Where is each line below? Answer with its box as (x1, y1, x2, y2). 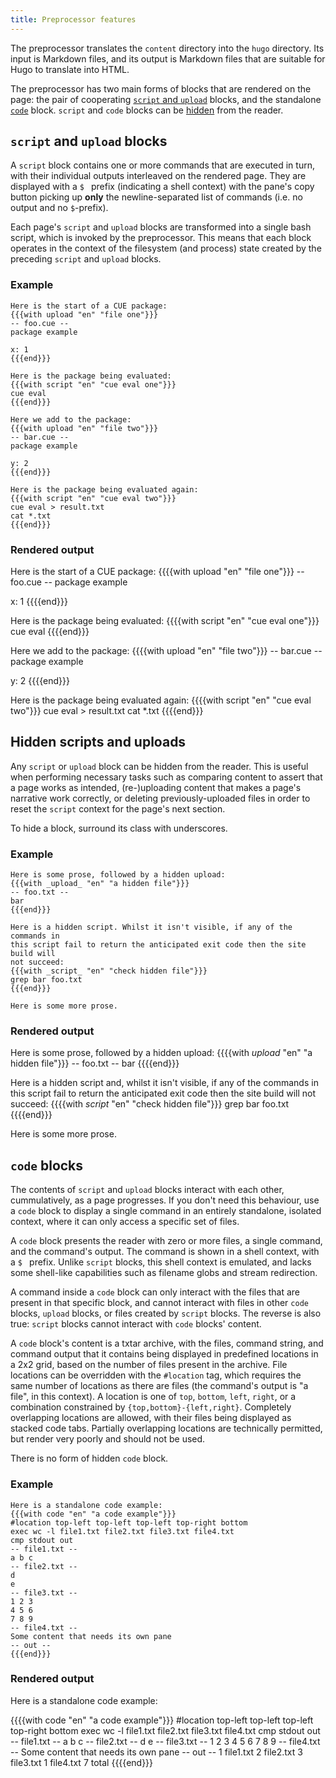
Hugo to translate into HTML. (10, 63, 130, 75)
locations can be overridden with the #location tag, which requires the (10, 1369, 302, 1381)
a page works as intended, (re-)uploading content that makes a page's (10, 781, 302, 793)
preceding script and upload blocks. (10, 253, 162, 265)
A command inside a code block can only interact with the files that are (10, 1286, 301, 1298)
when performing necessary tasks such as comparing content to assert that (10, 771, 323, 783)
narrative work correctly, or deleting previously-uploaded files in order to (10, 792, 311, 804)
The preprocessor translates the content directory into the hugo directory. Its (10, 42, 325, 54)
